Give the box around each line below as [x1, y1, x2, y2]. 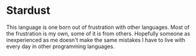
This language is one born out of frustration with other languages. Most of [6, 23, 190, 31]
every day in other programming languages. [6, 43, 115, 50]
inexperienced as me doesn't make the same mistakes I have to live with [6, 36, 185, 43]
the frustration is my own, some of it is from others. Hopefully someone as [6, 30, 191, 37]
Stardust [6, 4, 51, 17]
